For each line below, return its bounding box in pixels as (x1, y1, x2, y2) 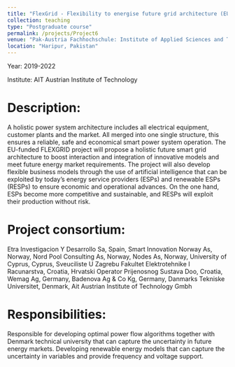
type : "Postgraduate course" (7, 23, 92, 30)
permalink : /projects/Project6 (7, 29, 99, 37)
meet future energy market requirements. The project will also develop (7, 160, 211, 168)
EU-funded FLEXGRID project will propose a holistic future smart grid (7, 145, 206, 154)
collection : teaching (7, 17, 71, 24)
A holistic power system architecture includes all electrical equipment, (7, 123, 209, 131)
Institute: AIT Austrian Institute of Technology (7, 75, 138, 84)
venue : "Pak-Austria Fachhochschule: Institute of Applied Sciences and (7, 36, 224, 43)
